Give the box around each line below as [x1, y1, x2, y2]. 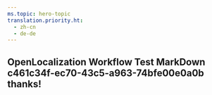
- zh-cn [13, 23, 37, 30]
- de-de [13, 30, 37, 37]
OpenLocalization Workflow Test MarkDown [7, 56, 206, 68]
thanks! [7, 78, 42, 90]
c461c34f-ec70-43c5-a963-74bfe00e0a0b [7, 67, 204, 79]
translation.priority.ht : [7, 17, 83, 24]
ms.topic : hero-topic [7, 10, 71, 18]
